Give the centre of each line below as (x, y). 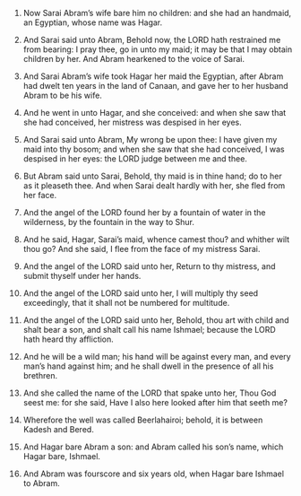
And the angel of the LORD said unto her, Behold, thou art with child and (156, 320)
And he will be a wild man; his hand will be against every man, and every (157, 357)
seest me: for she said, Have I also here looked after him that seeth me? (155, 402)
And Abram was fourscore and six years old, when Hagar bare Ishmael (154, 474)
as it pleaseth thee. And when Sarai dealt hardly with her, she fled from (154, 186)
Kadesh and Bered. (59, 429)
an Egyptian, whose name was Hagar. (93, 22)
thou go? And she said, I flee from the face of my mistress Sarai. (142, 249)
